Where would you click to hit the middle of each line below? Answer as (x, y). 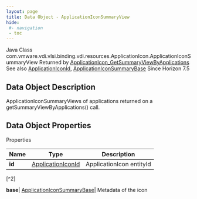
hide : (13, 22)
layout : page (22, 11)
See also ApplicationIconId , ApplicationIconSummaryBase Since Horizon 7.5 (98, 68)
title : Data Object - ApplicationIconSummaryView (68, 17)
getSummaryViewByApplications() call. (53, 107)
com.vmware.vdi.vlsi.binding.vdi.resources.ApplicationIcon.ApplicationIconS (98, 56)
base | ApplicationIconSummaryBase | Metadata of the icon (77, 190)
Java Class (19, 50)
